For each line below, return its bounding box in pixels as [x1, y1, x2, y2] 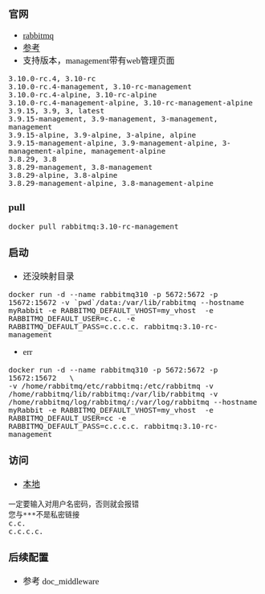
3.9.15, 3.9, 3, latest [8, 106, 105, 115]
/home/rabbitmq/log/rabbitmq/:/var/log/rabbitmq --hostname [8, 398, 258, 407]
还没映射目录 [22, 271, 75, 283]
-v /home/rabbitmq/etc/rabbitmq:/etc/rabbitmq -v [8, 382, 214, 391]
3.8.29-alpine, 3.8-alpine [8, 171, 118, 179]
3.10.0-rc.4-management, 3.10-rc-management [8, 82, 193, 91]
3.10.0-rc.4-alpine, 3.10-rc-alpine [8, 90, 157, 99]
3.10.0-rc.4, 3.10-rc [8, 74, 96, 83]
